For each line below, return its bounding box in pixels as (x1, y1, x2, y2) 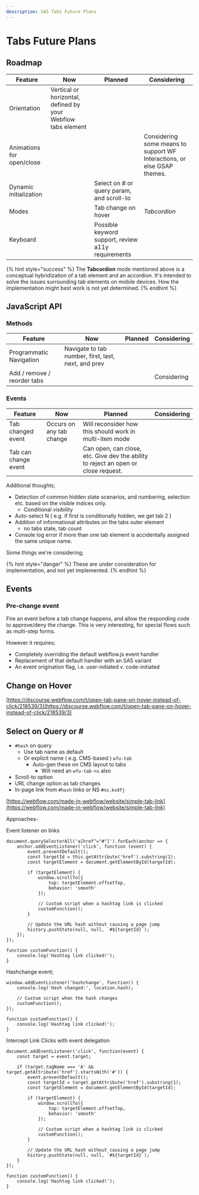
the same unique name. (14, 537, 72, 544)
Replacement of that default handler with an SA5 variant (14, 657, 152, 664)
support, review (94, 235, 138, 243)
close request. (82, 467, 123, 475)
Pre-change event (6, 601, 59, 610)
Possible (94, 220, 118, 229)
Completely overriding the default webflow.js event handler (14, 651, 159, 658)
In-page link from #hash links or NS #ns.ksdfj (14, 786, 126, 793)
